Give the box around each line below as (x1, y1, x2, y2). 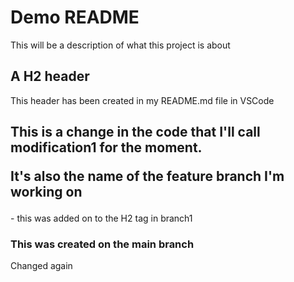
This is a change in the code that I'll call (10, 124, 261, 141)
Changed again (10, 260, 73, 272)
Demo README (10, 6, 140, 29)
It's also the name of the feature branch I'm (10, 168, 285, 185)
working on (10, 184, 83, 201)
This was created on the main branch (10, 237, 195, 251)
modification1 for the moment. (10, 139, 203, 156)
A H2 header (10, 68, 90, 85)
